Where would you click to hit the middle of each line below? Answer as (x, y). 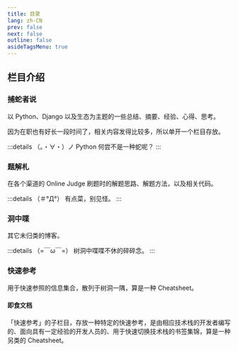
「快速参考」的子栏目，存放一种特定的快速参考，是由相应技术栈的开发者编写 (119, 322)
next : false (25, 34)
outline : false (30, 40)
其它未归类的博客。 (35, 236)
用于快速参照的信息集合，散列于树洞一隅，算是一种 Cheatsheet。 (103, 288)
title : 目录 (24, 14)
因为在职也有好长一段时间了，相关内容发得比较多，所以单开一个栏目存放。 (116, 131)
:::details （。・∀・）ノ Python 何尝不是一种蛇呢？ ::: (84, 146)
